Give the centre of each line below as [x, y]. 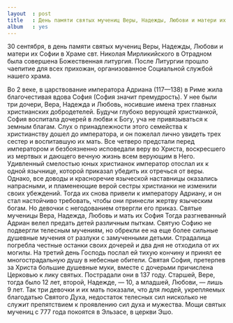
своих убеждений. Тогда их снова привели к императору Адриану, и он [114, 193]
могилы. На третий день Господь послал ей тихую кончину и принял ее [114, 253]
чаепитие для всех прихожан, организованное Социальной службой [110, 69]
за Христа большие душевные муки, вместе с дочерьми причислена [110, 268]
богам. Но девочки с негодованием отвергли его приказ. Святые [105, 208]
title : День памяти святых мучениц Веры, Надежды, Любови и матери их [117, 20]
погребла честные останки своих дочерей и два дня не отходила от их [113, 246]
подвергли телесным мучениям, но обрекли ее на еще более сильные [113, 230]
